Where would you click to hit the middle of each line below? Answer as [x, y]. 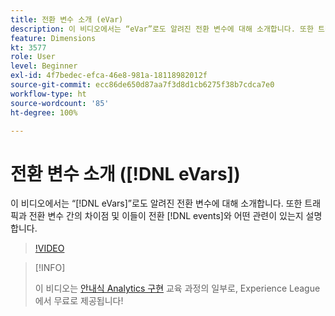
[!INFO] [50, 268]
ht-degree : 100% [44, 112]
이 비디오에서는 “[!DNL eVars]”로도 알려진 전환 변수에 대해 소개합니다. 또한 [156, 203]
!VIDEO [49, 248]
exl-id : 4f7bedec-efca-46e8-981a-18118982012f [109, 76]
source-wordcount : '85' [60, 103]
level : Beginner [44, 66]
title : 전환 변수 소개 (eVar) [67, 19]
